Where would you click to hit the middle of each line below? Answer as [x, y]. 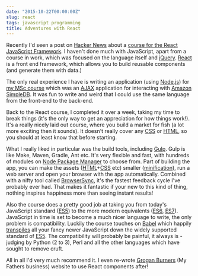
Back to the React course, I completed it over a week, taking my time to [93, 112]
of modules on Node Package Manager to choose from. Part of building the [98, 161]
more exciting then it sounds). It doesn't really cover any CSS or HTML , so [97, 131]
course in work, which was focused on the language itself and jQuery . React [99, 58]
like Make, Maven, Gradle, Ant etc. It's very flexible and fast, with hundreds [98, 156]
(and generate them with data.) [44, 70]
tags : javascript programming [44, 23]
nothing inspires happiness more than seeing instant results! [80, 193]
